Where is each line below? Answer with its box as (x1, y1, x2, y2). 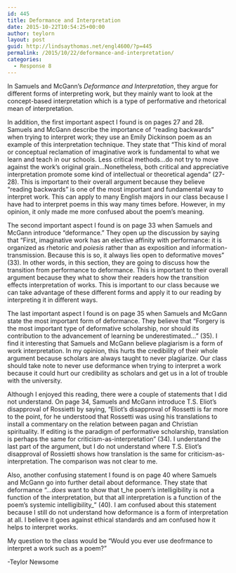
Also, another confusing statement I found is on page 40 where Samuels (7, 470, 217, 479)
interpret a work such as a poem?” (7, 544, 107, 552)
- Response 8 (13, 62, 52, 70)
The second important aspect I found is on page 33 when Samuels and (7, 220, 213, 229)
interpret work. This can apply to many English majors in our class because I (7, 192, 228, 201)
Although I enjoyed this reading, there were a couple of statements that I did (7, 390, 228, 398)
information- (191, 243, 228, 251)
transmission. (7, 251, 46, 259)
